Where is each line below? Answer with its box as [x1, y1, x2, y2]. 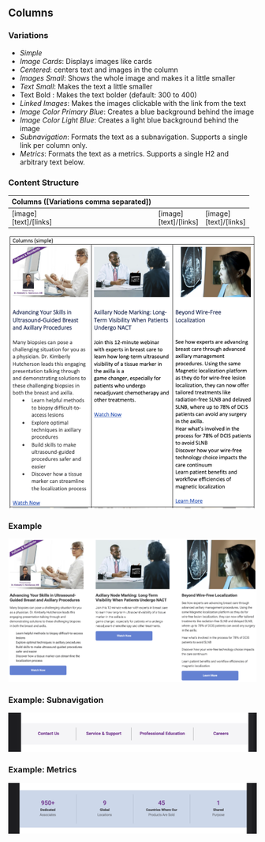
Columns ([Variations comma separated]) [11, 197, 152, 206]
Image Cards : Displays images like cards [19, 56, 152, 66]
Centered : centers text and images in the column [19, 65, 179, 74]
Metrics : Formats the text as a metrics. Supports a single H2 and [19, 149, 230, 158]
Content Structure [8, 177, 80, 188]
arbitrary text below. [19, 157, 85, 167]
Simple [19, 47, 43, 58]
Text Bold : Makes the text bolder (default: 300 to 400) [19, 90, 197, 100]
